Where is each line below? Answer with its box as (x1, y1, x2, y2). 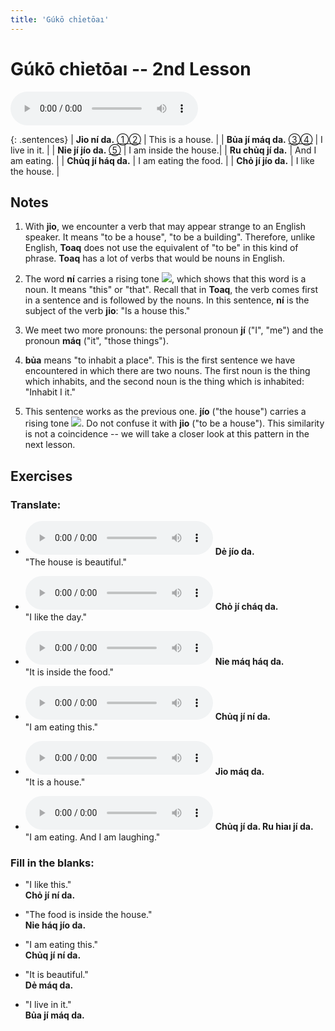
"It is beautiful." (24, 969, 89, 981)
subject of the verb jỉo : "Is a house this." (24, 305, 191, 317)
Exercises (10, 467, 73, 485)
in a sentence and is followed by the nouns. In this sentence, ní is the (24, 294, 310, 306)
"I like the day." (24, 611, 88, 623)
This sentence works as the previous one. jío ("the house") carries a (24, 406, 307, 418)
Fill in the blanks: (10, 856, 95, 870)
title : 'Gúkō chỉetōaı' (10, 14, 110, 25)
